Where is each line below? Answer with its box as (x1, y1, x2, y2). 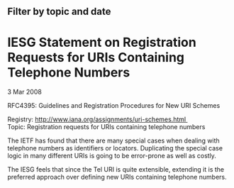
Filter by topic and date (7, 6, 111, 18)
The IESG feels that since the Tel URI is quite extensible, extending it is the (7, 165, 225, 174)
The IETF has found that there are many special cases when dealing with (7, 136, 220, 145)
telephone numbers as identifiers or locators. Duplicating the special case (7, 144, 223, 153)
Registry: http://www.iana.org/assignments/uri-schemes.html (7, 115, 186, 123)
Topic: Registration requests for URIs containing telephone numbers (7, 123, 206, 131)
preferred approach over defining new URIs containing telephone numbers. (7, 173, 227, 182)
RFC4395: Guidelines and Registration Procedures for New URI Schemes (7, 101, 221, 110)
